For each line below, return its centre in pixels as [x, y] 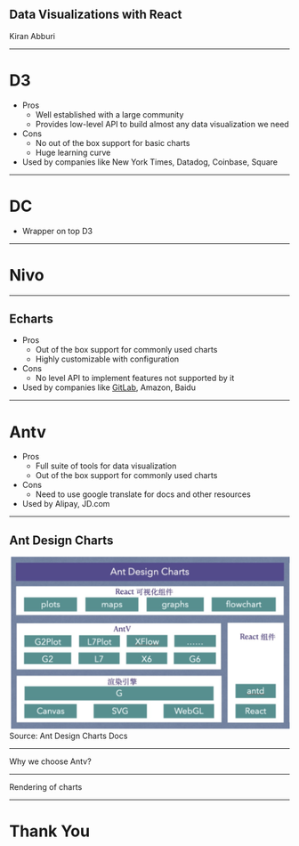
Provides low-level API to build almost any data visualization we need [162, 124]
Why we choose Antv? [50, 761]
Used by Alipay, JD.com [66, 504]
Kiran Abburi [32, 36]
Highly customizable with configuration [107, 359]
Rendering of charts [46, 786]
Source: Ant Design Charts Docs [69, 736]
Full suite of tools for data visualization [106, 466]
